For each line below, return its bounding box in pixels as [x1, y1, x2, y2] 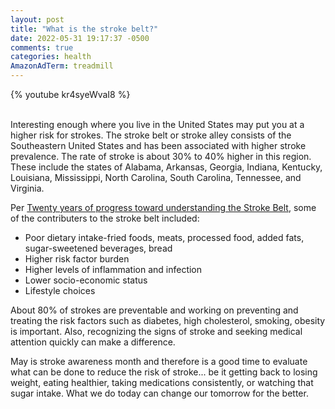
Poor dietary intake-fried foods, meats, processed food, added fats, [24, 232, 305, 243]
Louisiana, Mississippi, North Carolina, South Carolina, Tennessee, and [10, 172, 302, 183]
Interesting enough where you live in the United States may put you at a [10, 119, 305, 130]
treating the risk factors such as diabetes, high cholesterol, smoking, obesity [10, 315, 326, 326]
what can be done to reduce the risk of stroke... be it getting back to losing [10, 366, 318, 378]
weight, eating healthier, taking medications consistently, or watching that [10, 377, 314, 388]
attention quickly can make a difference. [10, 336, 176, 348]
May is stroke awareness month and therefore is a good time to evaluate [10, 356, 308, 367]
